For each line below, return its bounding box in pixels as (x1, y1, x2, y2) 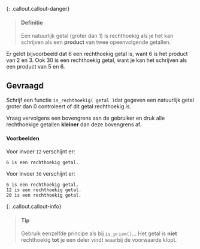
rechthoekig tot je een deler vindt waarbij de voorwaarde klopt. (20, 236, 177, 244)
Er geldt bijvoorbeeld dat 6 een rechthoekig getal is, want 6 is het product (6, 51, 188, 58)
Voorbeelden (6, 135, 40, 142)
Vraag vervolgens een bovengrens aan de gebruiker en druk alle (6, 114, 165, 122)
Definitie (20, 19, 43, 26)
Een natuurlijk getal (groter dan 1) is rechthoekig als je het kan (20, 32, 174, 40)
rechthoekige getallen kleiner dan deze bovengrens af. (6, 121, 142, 128)
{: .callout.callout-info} (6, 203, 62, 210)
